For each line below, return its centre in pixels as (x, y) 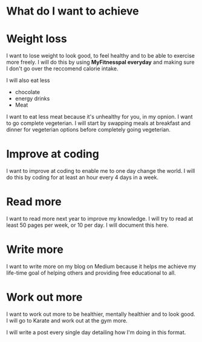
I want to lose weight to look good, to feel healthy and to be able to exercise (101, 56)
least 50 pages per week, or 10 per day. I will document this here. (87, 225)
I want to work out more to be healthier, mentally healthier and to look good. (101, 314)
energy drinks (32, 99)
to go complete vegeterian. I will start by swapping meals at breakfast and (98, 123)
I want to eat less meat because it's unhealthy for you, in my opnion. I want (99, 117)
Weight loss (37, 39)
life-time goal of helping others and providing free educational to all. (91, 273)
